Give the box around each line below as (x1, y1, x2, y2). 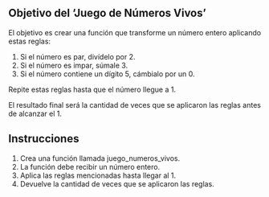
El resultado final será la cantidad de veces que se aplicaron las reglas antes (8, 100, 261, 109)
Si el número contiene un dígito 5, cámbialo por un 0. (19, 68, 195, 79)
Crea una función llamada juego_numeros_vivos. (19, 153, 181, 163)
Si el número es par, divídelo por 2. (19, 51, 136, 61)
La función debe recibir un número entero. (19, 162, 161, 171)
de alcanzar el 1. (8, 109, 63, 118)
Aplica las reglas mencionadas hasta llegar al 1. (19, 170, 177, 180)
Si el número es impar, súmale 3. (19, 60, 128, 70)
